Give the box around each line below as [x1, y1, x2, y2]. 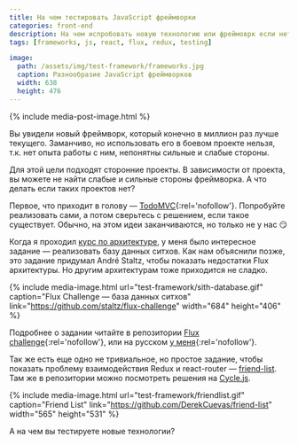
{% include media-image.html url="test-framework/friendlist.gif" [9, 389, 246, 400]
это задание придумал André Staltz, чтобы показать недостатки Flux [9, 254, 269, 266]
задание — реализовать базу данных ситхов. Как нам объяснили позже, [9, 246, 286, 256]
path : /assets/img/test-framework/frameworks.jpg [17, 62, 204, 71]
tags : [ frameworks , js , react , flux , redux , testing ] [9, 37, 213, 47]
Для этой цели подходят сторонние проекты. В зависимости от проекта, [9, 164, 286, 175]
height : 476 [17, 86, 62, 96]
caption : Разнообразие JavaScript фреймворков [17, 70, 192, 80]
